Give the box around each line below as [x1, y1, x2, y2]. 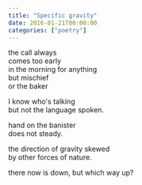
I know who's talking [8, 96, 75, 107]
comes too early [8, 56, 62, 66]
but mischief [8, 73, 49, 83]
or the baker [8, 81, 48, 91]
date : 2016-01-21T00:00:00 [8, 19, 98, 27]
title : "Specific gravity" [8, 11, 98, 20]
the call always [8, 48, 57, 58]
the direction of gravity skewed [8, 144, 110, 154]
